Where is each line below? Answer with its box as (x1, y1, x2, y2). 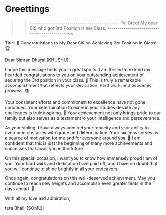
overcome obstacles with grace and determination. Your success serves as (5, 129, 158, 135)
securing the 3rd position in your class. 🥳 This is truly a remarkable (5, 77, 141, 83)
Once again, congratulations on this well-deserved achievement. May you (5, 175, 156, 181)
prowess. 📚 (5, 87, 30, 93)
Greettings (5, 3, 50, 15)
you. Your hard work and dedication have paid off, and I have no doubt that (5, 160, 158, 166)
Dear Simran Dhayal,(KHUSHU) (5, 57, 69, 63)
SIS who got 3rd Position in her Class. (29, 25, 107, 31)
